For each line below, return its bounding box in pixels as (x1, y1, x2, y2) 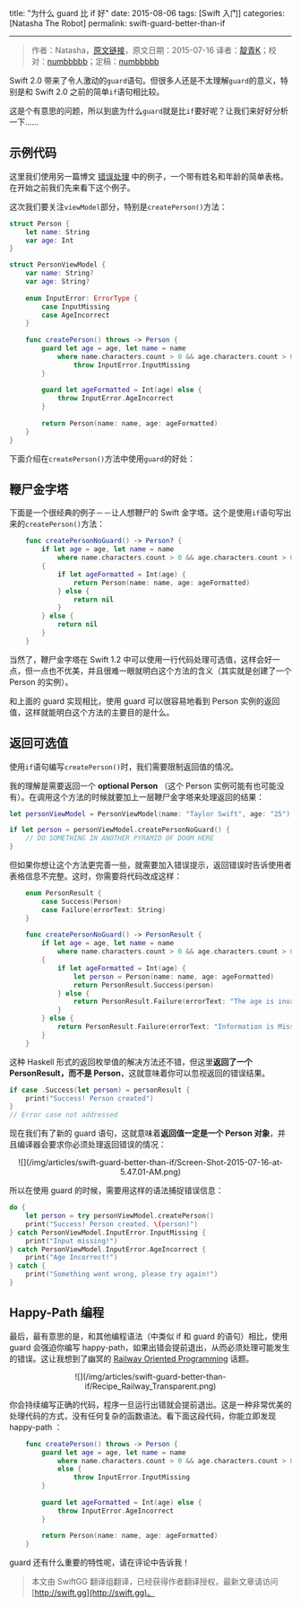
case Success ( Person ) (41, 897, 123, 906)
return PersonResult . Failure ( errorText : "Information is (56, 1023, 275, 1032)
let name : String (25, 227, 90, 236)
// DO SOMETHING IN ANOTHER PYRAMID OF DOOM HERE (25, 834, 215, 843)
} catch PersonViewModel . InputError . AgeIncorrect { (9, 1244, 206, 1254)
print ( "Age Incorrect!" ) (25, 1253, 118, 1262)
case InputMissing (41, 302, 110, 312)
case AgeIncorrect (41, 311, 110, 320)
